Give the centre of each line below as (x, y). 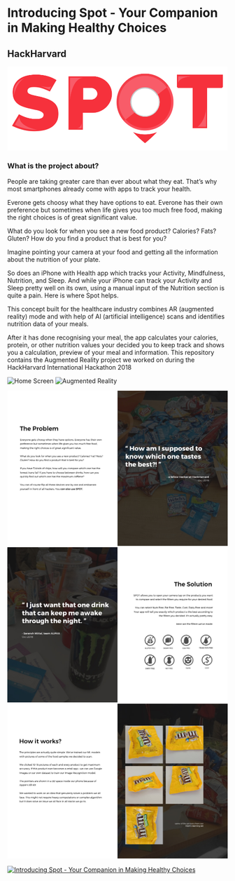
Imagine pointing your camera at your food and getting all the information (113, 252)
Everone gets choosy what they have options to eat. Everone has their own (115, 202)
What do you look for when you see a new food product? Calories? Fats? (112, 231)
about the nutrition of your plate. (54, 259)
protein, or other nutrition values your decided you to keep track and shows (116, 344)
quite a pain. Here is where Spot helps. (63, 295)
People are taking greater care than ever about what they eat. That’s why (112, 181)
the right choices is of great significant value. (72, 217)
